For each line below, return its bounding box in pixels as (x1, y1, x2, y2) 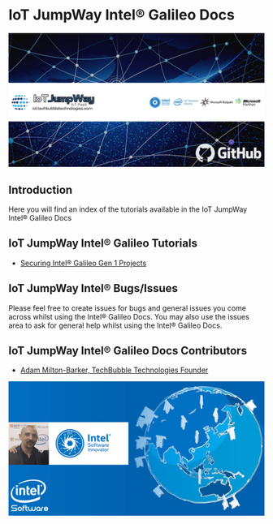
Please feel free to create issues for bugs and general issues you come (8, 303, 246, 313)
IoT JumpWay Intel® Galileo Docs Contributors (8, 344, 248, 358)
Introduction (8, 183, 73, 196)
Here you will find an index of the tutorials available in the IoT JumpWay (8, 204, 248, 214)
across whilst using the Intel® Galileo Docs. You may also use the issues (8, 311, 249, 321)
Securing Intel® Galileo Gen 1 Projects (19, 258, 147, 268)
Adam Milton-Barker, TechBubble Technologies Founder (19, 365, 209, 375)
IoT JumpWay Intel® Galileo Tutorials (8, 237, 197, 251)
